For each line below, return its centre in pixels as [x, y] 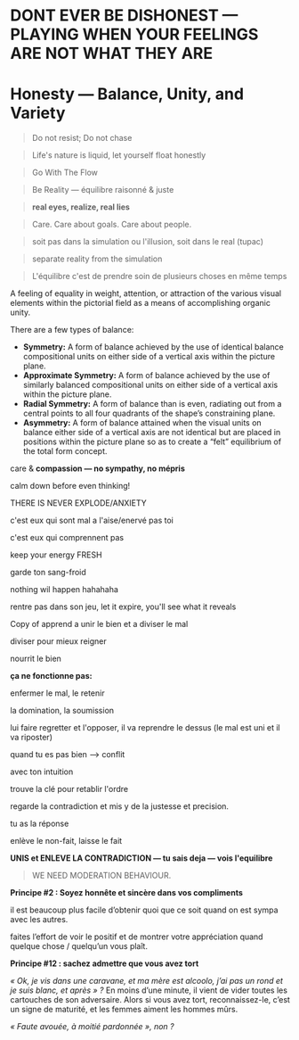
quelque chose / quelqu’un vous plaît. [79, 946]
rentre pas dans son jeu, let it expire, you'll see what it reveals [123, 607]
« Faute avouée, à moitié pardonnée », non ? [92, 1027]
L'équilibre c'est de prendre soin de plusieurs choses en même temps [159, 277]
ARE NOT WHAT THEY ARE [111, 54]
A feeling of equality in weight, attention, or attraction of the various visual [146, 293]
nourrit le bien [36, 659]
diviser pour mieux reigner [58, 641]
